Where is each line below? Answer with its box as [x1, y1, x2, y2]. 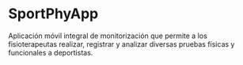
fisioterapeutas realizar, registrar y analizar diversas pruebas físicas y [8, 39, 235, 48]
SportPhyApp [8, 5, 99, 23]
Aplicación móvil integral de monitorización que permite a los [8, 31, 207, 40]
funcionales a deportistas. [8, 48, 93, 57]
